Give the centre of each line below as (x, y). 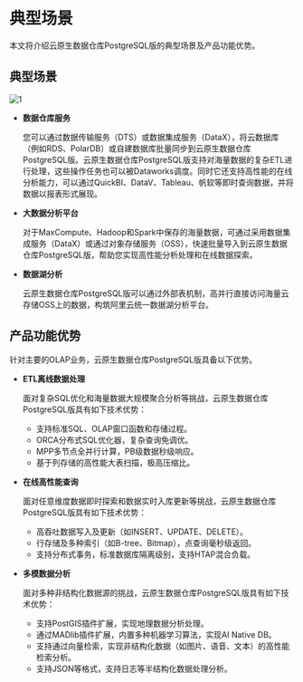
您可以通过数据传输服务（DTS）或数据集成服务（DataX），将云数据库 (151, 137)
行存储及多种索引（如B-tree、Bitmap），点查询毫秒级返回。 (146, 543)
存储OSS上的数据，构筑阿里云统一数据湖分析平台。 (118, 304)
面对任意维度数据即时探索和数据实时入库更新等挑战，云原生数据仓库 (149, 501)
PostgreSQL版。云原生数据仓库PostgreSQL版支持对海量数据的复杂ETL (153, 159)
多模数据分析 (46, 573)
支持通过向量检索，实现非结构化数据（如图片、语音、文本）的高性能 (163, 646)
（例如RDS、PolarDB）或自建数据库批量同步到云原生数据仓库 (137, 148)
